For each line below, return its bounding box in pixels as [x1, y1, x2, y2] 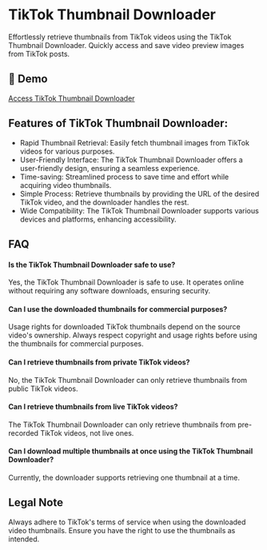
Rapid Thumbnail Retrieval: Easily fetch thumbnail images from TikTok [19, 137, 250, 147]
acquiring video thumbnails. [19, 180, 112, 189]
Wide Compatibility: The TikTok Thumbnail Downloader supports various [19, 205, 260, 215]
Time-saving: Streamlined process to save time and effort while [19, 172, 229, 181]
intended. [8, 534, 40, 544]
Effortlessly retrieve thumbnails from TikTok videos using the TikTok [8, 32, 232, 42]
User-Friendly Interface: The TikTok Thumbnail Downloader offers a [19, 154, 244, 165]
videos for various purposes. [19, 146, 115, 156]
